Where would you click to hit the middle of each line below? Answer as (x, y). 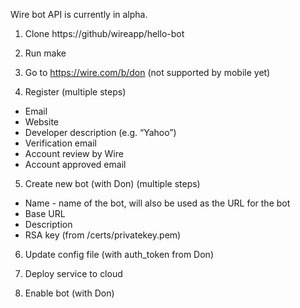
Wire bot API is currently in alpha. (79, 14)
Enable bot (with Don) (69, 293)
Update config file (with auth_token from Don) (119, 254)
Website (42, 122)
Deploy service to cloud (73, 273)
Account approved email (75, 164)
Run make (45, 53)
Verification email (60, 143)
